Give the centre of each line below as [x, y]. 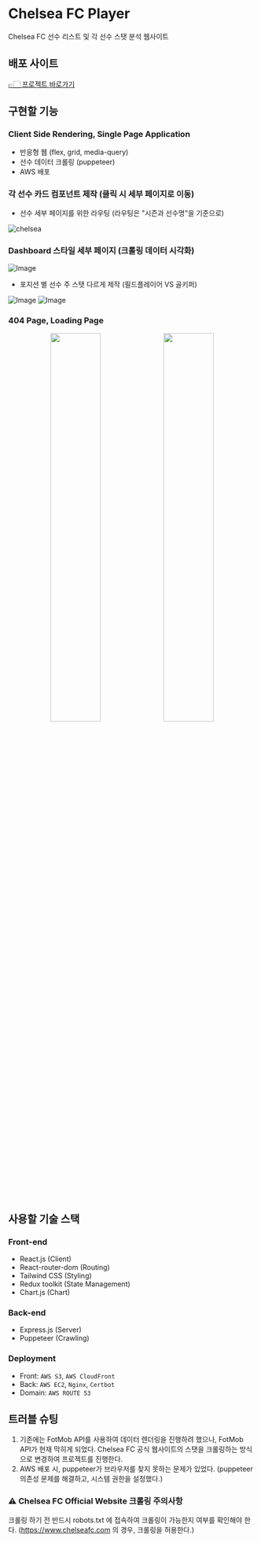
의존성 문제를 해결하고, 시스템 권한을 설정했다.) [91, 1479]
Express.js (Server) [51, 1330]
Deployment [32, 1359]
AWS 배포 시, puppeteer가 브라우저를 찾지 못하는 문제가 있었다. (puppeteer [136, 1469]
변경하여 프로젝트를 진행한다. [79, 1459]
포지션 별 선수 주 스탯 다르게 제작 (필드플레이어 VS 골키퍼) [108, 285]
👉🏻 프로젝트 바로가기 [42, 84]
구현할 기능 [33, 111]
